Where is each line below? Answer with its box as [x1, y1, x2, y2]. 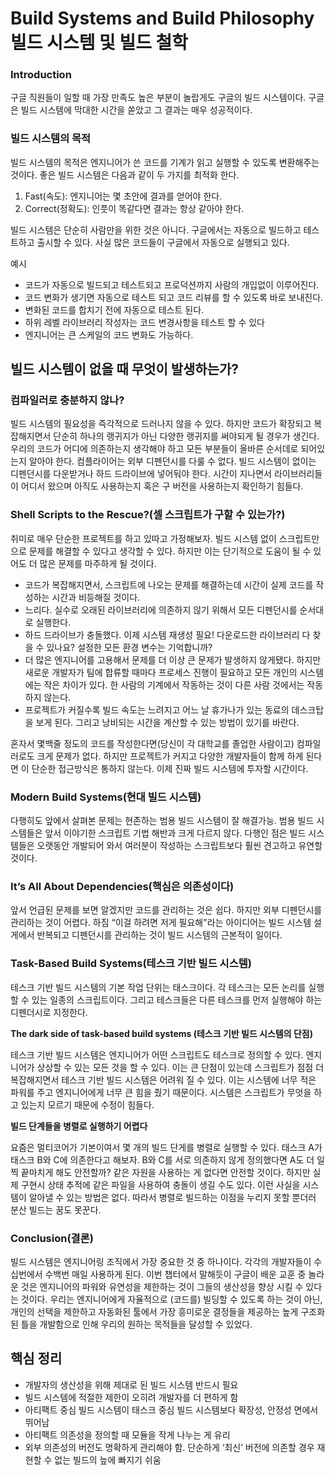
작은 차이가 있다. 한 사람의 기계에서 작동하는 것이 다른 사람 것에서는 [43, 678, 305, 691]
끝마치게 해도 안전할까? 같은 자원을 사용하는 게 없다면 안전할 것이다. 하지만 [20, 1166, 311, 1178]
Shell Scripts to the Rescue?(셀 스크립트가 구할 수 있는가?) [10, 508, 286, 522]
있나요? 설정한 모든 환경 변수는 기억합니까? [46, 641, 213, 653]
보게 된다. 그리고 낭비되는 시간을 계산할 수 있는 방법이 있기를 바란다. [35, 716, 300, 728]
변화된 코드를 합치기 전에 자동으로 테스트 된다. [24, 303, 205, 316]
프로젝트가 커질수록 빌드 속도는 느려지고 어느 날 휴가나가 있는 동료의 [24, 703, 290, 716]
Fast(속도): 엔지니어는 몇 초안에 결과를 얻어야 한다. [24, 190, 223, 202]
